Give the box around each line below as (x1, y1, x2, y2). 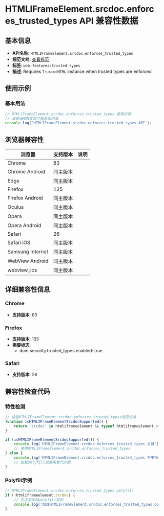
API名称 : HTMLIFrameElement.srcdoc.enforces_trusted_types (12, 50, 133, 56)
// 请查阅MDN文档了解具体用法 (5, 116, 59, 121)
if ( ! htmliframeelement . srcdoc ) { (5, 493, 76, 497)
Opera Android (7, 222, 41, 229)
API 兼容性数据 (79, 16, 139, 26)
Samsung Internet (7, 248, 49, 255)
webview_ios (7, 267, 38, 273)
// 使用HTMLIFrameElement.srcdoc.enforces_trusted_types (14, 446, 131, 451)
